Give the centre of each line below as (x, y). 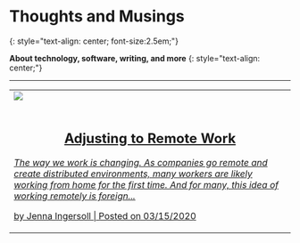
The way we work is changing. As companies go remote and (141, 163)
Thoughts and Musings (97, 16)
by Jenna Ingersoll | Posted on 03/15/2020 (105, 216)
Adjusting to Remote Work (150, 138)
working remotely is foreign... (75, 196)
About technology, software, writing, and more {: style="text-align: (135, 58)
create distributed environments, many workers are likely (133, 174)
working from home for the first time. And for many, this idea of (146, 185)
